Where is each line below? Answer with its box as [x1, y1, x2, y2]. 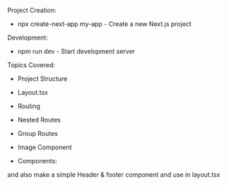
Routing [17, 102, 41, 110]
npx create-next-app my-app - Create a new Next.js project [17, 20, 192, 28]
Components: [17, 157, 58, 165]
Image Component [17, 143, 72, 151]
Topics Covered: [7, 61, 55, 69]
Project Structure [17, 74, 68, 83]
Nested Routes [17, 116, 62, 124]
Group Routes [17, 129, 58, 137]
